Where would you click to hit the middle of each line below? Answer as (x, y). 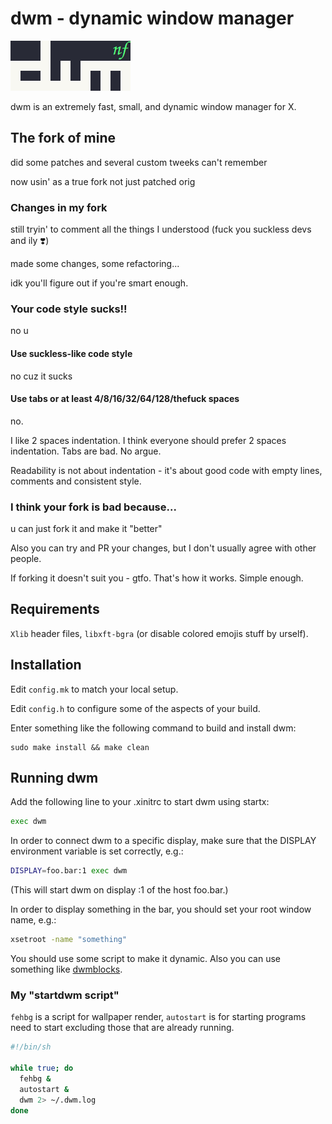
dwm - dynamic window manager (152, 18)
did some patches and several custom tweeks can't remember (139, 162)
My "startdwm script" (65, 995)
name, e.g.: (33, 920)
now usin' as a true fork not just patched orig (103, 181)
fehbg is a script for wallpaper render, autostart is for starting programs (158, 1017)
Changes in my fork (59, 207)
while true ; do (42, 1068)
